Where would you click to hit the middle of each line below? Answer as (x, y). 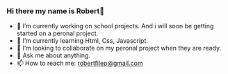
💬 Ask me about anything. (54, 55)
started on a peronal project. (57, 33)
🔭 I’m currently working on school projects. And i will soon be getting (115, 26)
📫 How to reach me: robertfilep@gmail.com (80, 63)
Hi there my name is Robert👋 (56, 11)
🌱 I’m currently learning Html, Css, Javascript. (82, 41)
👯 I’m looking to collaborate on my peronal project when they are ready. (119, 48)
